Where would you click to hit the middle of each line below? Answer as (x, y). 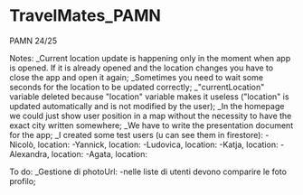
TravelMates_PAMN (85, 16)
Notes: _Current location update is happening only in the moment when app (150, 58)
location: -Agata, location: (99, 153)
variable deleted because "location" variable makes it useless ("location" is (149, 97)
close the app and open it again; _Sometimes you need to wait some (137, 77)
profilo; (23, 181)
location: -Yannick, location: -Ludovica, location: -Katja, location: (158, 144)
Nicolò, (23, 144)
